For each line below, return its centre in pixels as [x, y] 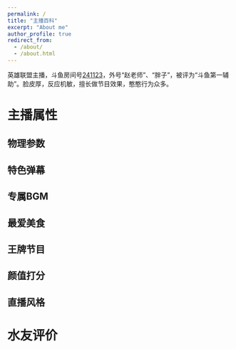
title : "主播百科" [33, 21]
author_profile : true [40, 34]
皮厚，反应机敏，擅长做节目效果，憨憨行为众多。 [101, 83]
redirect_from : [30, 41]
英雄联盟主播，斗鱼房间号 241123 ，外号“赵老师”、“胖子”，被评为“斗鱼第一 [115, 75]
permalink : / [27, 14]
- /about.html [35, 54]
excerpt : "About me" [38, 27]
